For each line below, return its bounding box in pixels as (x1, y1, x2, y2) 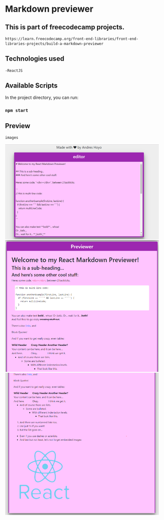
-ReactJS (5, 68, 23, 73)
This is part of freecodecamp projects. (5, 23, 124, 31)
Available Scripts (5, 82, 58, 90)
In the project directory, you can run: (5, 94, 79, 100)
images (5, 136, 19, 140)
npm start (5, 108, 28, 113)
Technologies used (5, 55, 64, 63)
